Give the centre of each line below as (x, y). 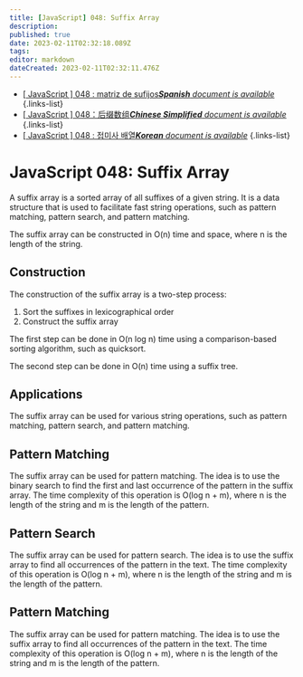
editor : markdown (42, 60)
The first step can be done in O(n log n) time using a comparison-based (143, 338)
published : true (40, 34)
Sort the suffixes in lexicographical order (98, 311)
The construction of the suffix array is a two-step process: (118, 294)
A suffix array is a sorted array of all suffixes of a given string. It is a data (145, 197)
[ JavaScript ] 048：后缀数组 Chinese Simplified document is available (154, 114)
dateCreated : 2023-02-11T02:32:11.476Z (85, 69)
